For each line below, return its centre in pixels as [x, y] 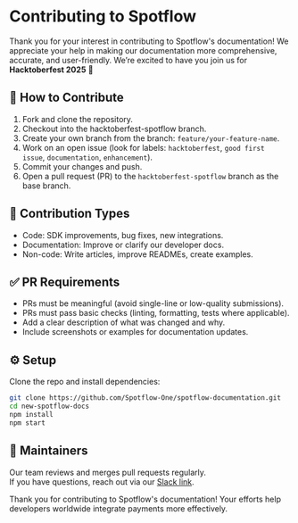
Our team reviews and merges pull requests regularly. [108, 472]
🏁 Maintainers [49, 451]
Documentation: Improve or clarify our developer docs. [123, 245]
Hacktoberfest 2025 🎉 [51, 70]
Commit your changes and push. [82, 166]
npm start [28, 423]
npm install [31, 414]
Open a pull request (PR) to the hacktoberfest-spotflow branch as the [150, 176]
